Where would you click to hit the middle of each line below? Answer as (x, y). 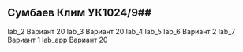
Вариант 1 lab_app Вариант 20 (58, 40)
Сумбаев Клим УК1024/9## (79, 13)
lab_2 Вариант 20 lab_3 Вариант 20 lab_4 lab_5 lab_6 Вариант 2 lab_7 (121, 31)
